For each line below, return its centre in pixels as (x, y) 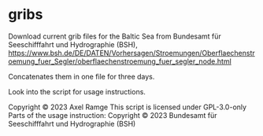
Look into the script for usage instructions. (77, 91)
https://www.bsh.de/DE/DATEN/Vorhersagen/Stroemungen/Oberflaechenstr (132, 53)
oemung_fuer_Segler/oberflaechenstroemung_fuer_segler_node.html (120, 61)
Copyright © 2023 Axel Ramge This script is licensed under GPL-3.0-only (127, 107)
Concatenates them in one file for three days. (81, 76)
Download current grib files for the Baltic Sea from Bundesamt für (115, 36)
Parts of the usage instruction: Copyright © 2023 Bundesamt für (113, 115)
